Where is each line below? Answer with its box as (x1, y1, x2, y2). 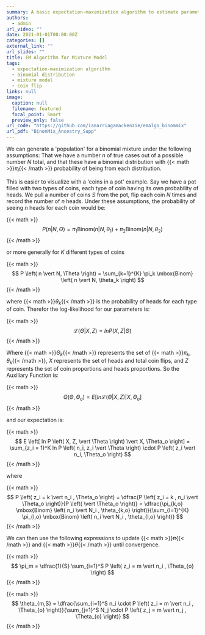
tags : (6, 60, 20, 66)
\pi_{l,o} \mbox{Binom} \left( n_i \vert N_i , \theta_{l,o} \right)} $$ (21, 513, 184, 520)
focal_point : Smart (12, 111, 62, 117)
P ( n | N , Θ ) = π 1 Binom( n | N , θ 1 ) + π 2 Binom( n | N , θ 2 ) (42, 225, 163, 234)
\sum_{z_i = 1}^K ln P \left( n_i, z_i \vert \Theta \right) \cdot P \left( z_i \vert (9, 444, 196, 451)
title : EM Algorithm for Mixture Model (6, 54, 108, 61)
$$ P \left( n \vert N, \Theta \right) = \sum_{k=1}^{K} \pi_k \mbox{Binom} (12, 270, 193, 277)
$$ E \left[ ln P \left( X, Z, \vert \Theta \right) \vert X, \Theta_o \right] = (15, 437, 190, 445)
